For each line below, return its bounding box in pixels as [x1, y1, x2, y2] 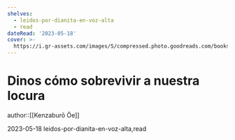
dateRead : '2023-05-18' [7, 29, 77, 37]
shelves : [7, 10, 33, 17]
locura [7, 88, 45, 104]
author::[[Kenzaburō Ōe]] [7, 111, 80, 119]
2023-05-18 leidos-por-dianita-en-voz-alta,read [7, 124, 147, 133]
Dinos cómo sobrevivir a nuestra [7, 73, 200, 89]
